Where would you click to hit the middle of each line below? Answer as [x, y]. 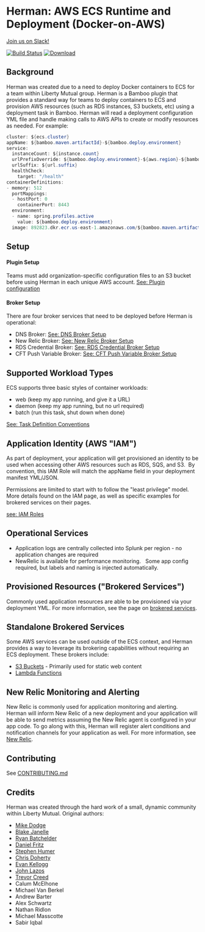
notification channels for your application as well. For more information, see [101, 733]
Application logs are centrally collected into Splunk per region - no [99, 548]
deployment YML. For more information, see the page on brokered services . [102, 608]
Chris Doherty [33, 858]
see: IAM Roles [25, 514]
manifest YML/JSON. [33, 478]
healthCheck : [28, 171]
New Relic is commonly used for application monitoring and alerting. [92, 707]
